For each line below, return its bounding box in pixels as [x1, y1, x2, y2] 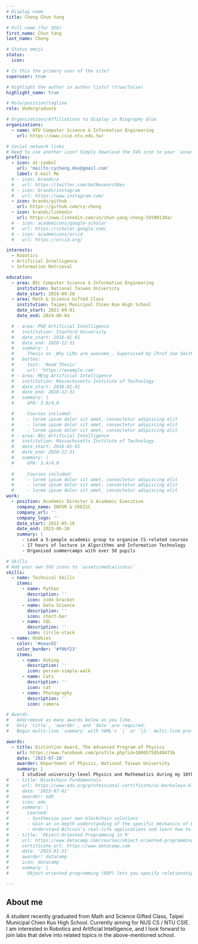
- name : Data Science [21, 602, 75, 608]
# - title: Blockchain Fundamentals [6, 777, 101, 783]
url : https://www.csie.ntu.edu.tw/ [16, 133, 104, 139]
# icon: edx [6, 799, 46, 805]
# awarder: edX [6, 794, 54, 800]
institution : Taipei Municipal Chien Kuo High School [16, 302, 151, 308]
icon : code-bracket [27, 597, 75, 603]
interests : [6, 247, 33, 254]
